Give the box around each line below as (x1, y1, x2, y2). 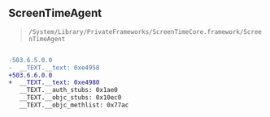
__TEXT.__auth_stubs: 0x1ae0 (19, 86, 118, 94)
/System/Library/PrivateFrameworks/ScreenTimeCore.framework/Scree (28, 27, 262, 36)
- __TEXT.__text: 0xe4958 (8, 64, 100, 72)
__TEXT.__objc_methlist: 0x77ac (19, 101, 129, 110)
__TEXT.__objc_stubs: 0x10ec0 (19, 94, 122, 102)
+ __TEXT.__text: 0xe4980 (8, 78, 100, 87)
